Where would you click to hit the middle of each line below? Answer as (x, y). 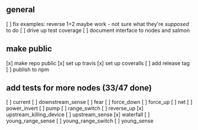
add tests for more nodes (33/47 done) (79, 88)
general (21, 10)
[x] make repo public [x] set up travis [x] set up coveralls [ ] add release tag (98, 63)
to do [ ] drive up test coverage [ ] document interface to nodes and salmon (98, 30)
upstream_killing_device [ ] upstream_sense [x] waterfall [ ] (78, 115)
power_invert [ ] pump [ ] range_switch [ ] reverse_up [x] (75, 108)
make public (29, 49)
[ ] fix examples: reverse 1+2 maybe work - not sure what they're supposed (98, 24)
